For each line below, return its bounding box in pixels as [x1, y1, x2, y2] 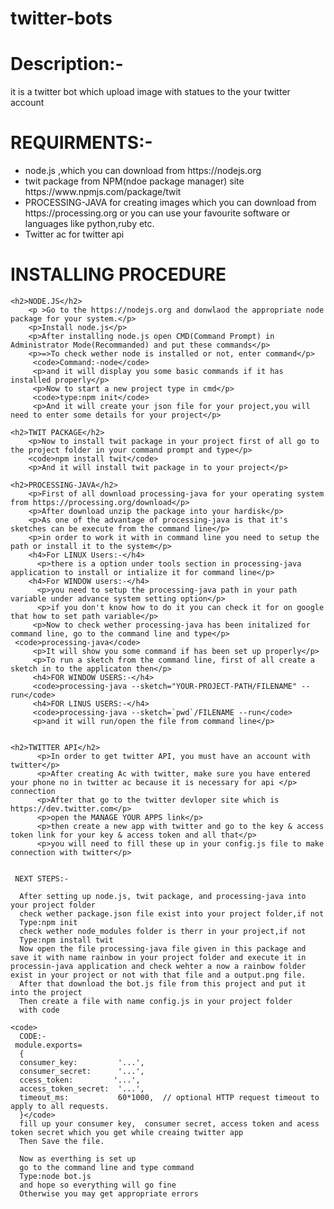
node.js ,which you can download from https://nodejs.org [24, 165, 262, 177]
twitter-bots [10, 7, 113, 30]
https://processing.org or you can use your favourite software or [24, 207, 291, 219]
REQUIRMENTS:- [10, 132, 153, 154]
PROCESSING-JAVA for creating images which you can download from [24, 197, 317, 209]
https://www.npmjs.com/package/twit [24, 186, 182, 198]
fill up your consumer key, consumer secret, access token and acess [19, 1119, 320, 1129]
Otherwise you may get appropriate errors [19, 1189, 199, 1199]
